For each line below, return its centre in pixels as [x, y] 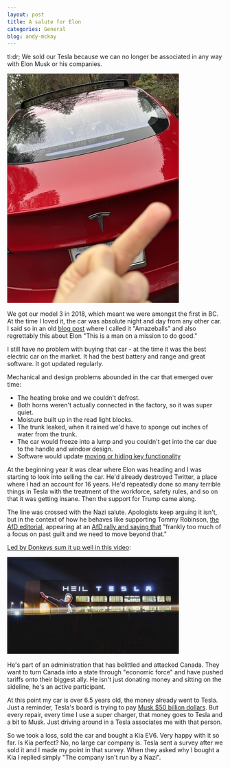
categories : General [37, 29]
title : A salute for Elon [44, 22]
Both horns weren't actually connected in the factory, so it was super [115, 405]
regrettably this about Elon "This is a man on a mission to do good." [102, 336]
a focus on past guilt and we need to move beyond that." [87, 534]
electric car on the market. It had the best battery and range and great [106, 356]
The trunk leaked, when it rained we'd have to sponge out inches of [112, 427]
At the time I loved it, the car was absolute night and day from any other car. [114, 321]
